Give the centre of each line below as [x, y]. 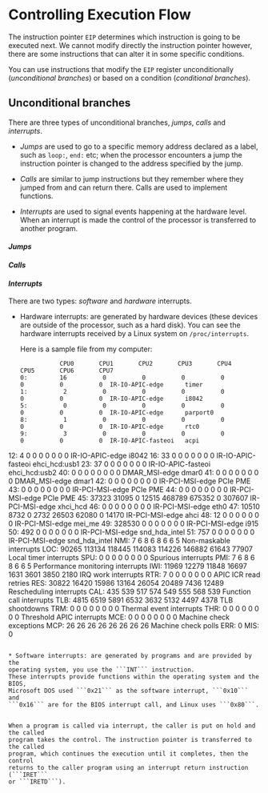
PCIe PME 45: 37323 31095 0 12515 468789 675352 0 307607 [146, 499]
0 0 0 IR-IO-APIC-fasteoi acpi [110, 441]
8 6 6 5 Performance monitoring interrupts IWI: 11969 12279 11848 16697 [128, 567]
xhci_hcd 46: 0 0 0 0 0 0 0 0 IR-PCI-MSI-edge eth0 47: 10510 [158, 507]
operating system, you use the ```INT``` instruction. [102, 670]
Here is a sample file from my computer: [86, 349]
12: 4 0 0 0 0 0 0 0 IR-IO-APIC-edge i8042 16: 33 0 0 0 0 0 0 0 [112, 456]
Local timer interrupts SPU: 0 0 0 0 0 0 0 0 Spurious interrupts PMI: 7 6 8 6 [132, 558]
